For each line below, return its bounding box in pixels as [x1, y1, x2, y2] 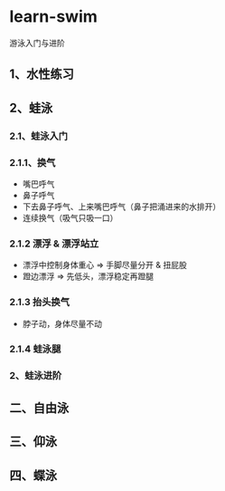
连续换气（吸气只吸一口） [22, 212, 118, 223]
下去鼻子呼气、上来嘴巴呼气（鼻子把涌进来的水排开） [22, 201, 221, 212]
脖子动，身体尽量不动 [22, 318, 102, 329]
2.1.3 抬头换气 [9, 296, 70, 309]
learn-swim [9, 6, 98, 27]
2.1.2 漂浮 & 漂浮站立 [9, 237, 99, 250]
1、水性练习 [9, 66, 75, 82]
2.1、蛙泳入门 [9, 130, 69, 142]
